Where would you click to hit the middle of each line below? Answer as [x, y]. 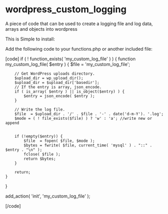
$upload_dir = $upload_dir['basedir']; [57, 82]
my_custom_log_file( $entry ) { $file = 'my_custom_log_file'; [68, 64]
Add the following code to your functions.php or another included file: [79, 49]
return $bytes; [40, 159]
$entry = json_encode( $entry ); [59, 96]
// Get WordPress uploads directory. [55, 73]
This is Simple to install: [30, 39]
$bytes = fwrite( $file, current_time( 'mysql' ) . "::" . [88, 145]
